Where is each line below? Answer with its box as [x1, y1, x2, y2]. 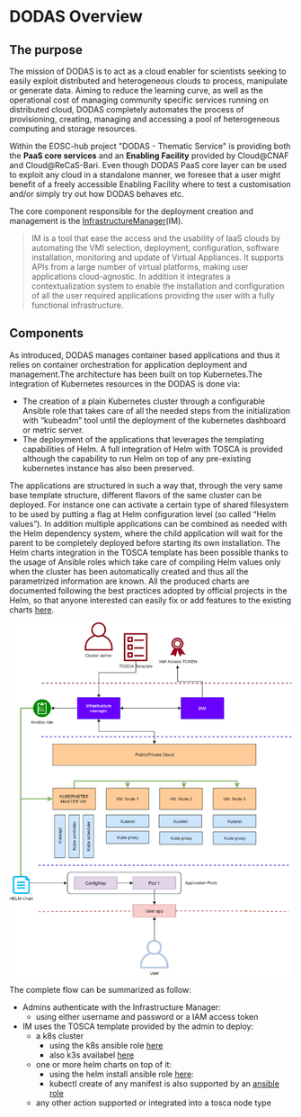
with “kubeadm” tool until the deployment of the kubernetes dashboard [22, 415, 286, 425]
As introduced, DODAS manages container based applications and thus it [9, 349, 280, 361]
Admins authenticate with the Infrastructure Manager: [22, 1001, 222, 1013]
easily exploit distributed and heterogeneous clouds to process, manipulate [9, 76, 288, 86]
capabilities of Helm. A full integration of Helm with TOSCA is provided [22, 443, 283, 454]
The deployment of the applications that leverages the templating [22, 433, 265, 444]
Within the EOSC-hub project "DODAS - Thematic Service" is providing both [9, 141, 291, 151]
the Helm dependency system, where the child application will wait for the [9, 528, 283, 539]
